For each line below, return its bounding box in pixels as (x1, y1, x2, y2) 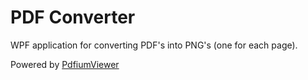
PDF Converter (10, 6, 136, 29)
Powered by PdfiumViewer (10, 58, 120, 70)
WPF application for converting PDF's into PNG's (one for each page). (10, 39, 298, 51)
